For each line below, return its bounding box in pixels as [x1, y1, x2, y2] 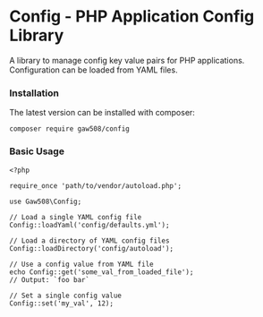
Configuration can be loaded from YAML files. [9, 64, 178, 75]
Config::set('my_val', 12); [9, 298, 115, 308]
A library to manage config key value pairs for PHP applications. [9, 55, 245, 65]
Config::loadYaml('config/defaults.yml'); [9, 220, 170, 229]
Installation [9, 87, 60, 99]
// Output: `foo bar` [9, 275, 90, 284]
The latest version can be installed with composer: [9, 107, 195, 118]
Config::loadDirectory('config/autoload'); [9, 244, 174, 253]
